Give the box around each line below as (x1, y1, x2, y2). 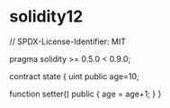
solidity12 (9, 6, 84, 27)
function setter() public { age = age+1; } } (9, 88, 162, 99)
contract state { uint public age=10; (9, 70, 139, 82)
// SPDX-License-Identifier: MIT (9, 36, 126, 47)
